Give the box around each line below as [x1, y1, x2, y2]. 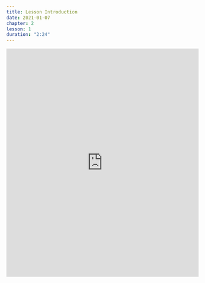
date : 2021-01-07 [6, 15, 51, 21]
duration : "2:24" [6, 32, 51, 38]
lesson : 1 [6, 26, 32, 32]
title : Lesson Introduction [6, 9, 78, 15]
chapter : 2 [6, 20, 34, 26]
